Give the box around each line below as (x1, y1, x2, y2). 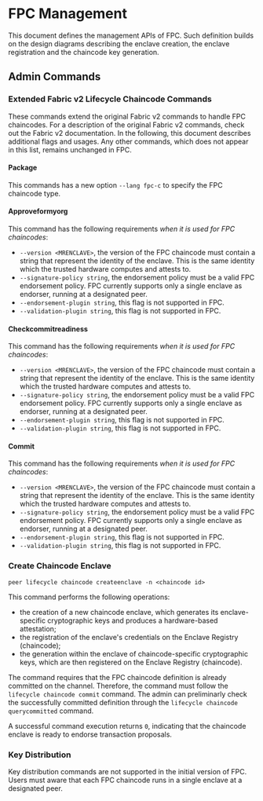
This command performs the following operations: (8, 592, 170, 602)
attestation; (19, 624, 57, 633)
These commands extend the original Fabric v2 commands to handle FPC (8, 112, 246, 121)
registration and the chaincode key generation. (8, 47, 159, 57)
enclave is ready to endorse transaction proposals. (8, 730, 173, 739)
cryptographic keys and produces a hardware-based (46, 616, 218, 625)
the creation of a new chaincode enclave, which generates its (19, 607, 219, 616)
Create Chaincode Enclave (8, 561, 111, 572)
